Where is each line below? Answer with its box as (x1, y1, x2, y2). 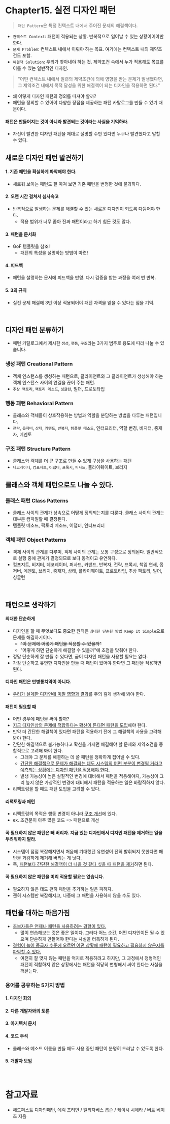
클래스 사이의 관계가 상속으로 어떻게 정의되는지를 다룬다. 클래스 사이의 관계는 (12, 510, 165, 516)
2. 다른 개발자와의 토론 (5, 1007, 50, 1014)
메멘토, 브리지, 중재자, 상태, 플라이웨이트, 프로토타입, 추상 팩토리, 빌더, (23, 568, 162, 574)
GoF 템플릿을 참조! (12, 243, 50, 249)
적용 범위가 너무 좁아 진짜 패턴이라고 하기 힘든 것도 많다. (20, 218, 131, 224)
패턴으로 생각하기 (5, 600, 56, 609)
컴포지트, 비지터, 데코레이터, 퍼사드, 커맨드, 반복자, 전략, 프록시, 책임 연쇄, (12, 561, 158, 568)
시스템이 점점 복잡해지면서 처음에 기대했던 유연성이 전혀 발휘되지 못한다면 (12, 848, 158, 854)
